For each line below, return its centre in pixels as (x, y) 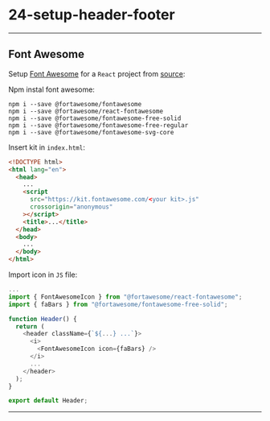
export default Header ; (48, 401)
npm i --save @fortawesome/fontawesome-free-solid (95, 118)
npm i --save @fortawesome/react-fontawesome (86, 111)
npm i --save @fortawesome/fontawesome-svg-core (91, 132)
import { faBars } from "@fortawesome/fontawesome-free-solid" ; (118, 304)
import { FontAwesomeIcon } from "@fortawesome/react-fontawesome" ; (125, 297)
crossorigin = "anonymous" (71, 207)
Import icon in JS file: (43, 274)
